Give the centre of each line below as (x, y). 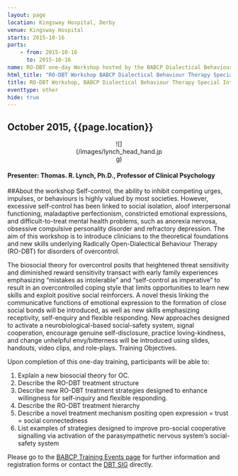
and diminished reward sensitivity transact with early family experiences (113, 272)
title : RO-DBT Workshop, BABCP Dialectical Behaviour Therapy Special (114, 82)
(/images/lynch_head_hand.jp (119, 152)
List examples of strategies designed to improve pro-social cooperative (121, 428)
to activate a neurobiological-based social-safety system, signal (101, 326)
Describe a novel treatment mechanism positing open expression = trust (123, 413)
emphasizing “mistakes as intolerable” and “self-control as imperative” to (114, 280)
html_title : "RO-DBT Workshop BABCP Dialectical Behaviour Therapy (109, 74)
